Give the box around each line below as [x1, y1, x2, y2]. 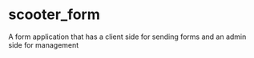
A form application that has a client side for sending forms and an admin [8, 32, 247, 41]
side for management [8, 40, 79, 49]
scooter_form [8, 6, 100, 24]
